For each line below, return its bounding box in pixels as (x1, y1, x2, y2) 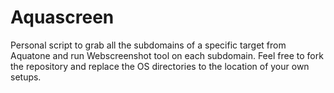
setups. (10, 71, 42, 83)
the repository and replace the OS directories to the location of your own (10, 60, 310, 72)
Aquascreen (10, 6, 115, 29)
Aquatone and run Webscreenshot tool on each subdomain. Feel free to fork (10, 49, 324, 61)
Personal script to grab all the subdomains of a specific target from (10, 39, 287, 51)
